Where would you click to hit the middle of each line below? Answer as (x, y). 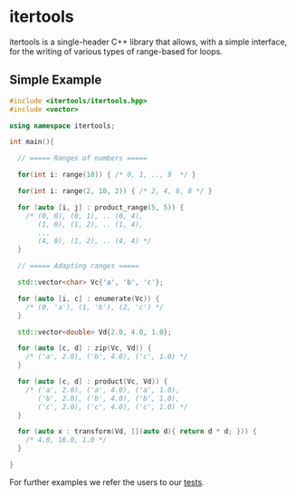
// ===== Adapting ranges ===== (79, 266)
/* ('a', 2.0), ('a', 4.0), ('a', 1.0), (103, 390)
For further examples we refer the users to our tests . (107, 481)
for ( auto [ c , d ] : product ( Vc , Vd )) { (93, 382)
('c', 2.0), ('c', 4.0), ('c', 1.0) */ (113, 407)
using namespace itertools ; (62, 126)
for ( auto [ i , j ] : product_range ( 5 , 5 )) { (101, 207)
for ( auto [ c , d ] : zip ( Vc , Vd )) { (85, 348)
